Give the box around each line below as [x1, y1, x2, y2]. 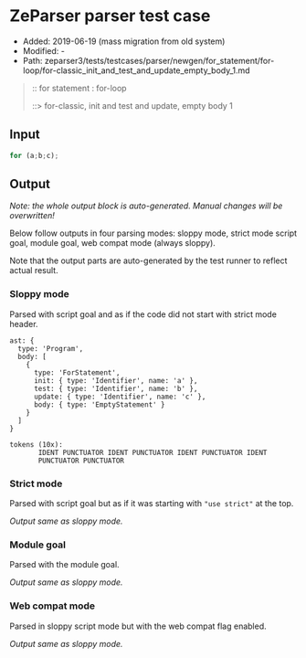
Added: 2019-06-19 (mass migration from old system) [22, 36, 226, 47]
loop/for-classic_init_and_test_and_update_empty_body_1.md [22, 65, 250, 76]
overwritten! [9, 210, 55, 221]
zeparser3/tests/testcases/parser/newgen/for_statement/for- [44, 55, 275, 66]
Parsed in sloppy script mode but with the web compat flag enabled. [9, 621, 267, 631]
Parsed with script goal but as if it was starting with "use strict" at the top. [9, 498, 294, 509]
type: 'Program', [17, 344, 84, 353]
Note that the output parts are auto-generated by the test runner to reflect [9, 255, 288, 266]
